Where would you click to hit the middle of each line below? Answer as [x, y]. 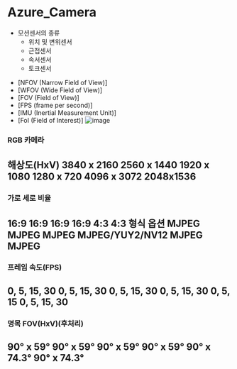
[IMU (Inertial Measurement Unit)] [67, 112]
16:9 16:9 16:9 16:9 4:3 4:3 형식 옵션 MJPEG [104, 223]
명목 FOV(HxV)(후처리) [45, 324]
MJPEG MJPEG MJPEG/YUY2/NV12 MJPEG [105, 235]
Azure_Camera [52, 12]
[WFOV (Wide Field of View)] [60, 90]
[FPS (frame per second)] [55, 105]
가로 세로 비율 [29, 198]
